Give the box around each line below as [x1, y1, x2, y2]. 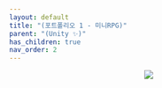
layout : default [9, 12, 69, 22]
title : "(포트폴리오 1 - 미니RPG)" [9, 21, 127, 30]
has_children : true [9, 37, 81, 47]
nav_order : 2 [9, 46, 58, 55]
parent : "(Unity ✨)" [9, 29, 87, 38]
